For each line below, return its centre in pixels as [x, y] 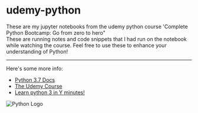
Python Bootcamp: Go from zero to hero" [56, 32]
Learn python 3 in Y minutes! [50, 92]
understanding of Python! [37, 51]
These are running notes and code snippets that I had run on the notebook [96, 39]
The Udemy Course [38, 86]
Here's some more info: [34, 68]
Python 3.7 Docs [35, 79]
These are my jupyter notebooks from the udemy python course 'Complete [97, 26]
